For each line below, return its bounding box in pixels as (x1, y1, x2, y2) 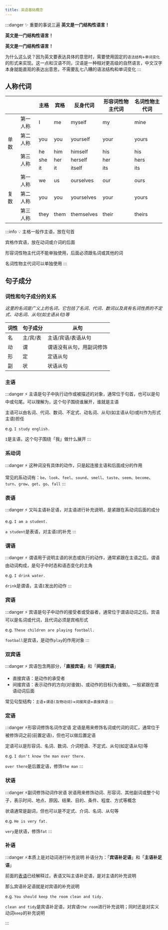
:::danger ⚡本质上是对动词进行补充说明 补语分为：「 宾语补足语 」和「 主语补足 (5, 854, 162, 860)
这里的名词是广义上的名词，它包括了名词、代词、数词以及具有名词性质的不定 (5, 305, 163, 311)
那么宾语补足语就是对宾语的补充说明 (5, 883, 80, 889)
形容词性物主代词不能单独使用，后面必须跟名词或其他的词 (5, 250, 123, 256)
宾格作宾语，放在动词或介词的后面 (5, 239, 75, 245)
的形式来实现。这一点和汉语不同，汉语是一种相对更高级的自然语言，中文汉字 (5, 60, 163, 66)
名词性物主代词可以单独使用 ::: (5, 261, 67, 267)
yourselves (70, 194, 97, 201)
